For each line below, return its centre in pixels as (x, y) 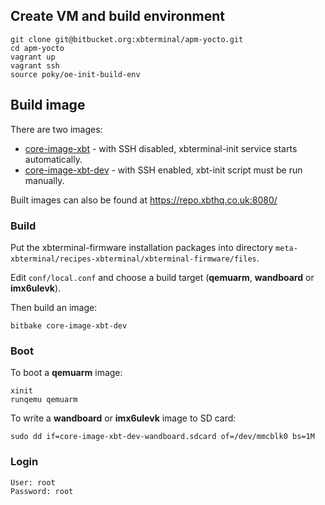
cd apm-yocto (37, 48)
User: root (33, 482)
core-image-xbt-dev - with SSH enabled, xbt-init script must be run (163, 170)
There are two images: (56, 129)
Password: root (42, 491)
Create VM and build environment (117, 16)
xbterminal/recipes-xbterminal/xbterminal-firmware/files (133, 259)
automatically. (53, 159)
